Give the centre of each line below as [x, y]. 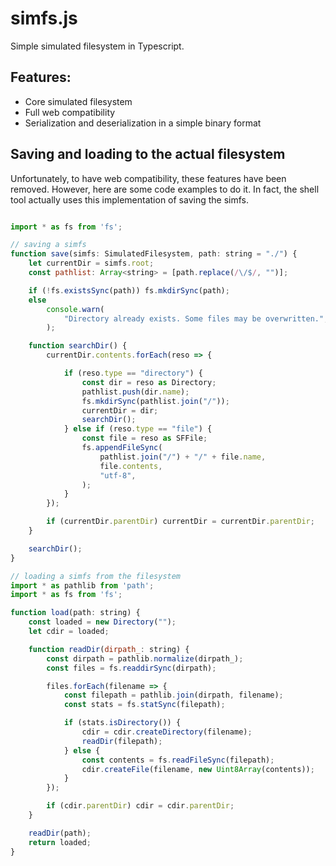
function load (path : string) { [75, 613]
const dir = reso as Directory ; [149, 382]
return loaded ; [60, 842]
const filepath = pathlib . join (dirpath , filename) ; [173, 695]
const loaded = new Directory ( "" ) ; [102, 622]
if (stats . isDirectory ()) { [122, 723]
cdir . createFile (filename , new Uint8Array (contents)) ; [198, 769]
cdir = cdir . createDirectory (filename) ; [167, 732]
